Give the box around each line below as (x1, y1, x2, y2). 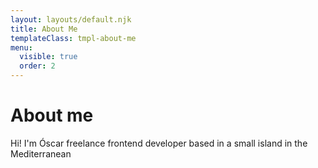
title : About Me (10, 24, 78, 34)
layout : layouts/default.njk (10, 14, 132, 25)
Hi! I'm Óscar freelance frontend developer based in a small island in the (10, 137, 308, 149)
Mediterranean (10, 147, 72, 160)
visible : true (19, 52, 78, 62)
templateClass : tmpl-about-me (10, 33, 137, 43)
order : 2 (19, 61, 56, 71)
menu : (10, 42, 33, 53)
